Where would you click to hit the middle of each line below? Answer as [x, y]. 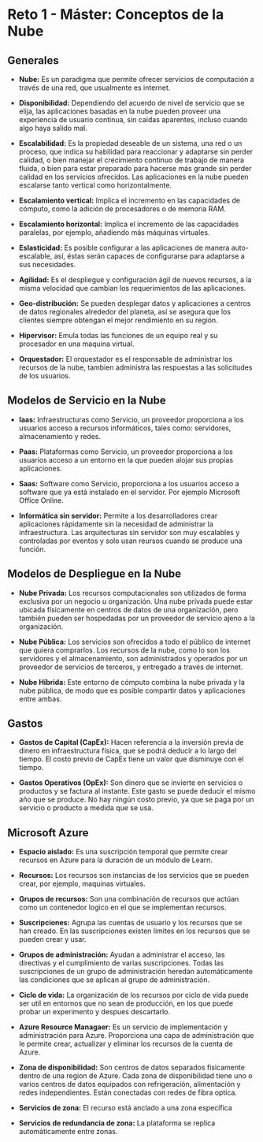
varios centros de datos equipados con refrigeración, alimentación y [130, 1084]
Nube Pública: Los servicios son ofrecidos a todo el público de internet [135, 642]
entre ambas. [40, 698]
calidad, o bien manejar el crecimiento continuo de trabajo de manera [131, 160]
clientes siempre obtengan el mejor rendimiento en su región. [118, 320]
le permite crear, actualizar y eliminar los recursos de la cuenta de [126, 1044]
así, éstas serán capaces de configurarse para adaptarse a [149, 256]
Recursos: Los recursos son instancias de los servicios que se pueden [134, 876]
